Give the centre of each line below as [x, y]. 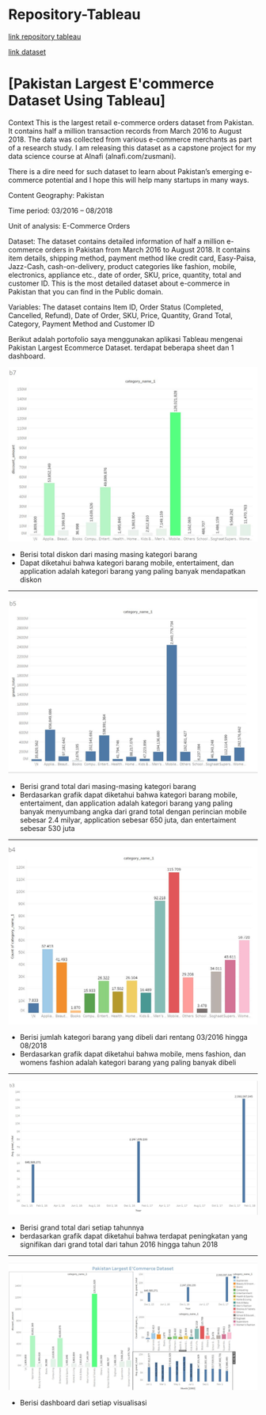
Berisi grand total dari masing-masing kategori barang [108, 786]
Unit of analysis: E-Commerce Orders [69, 226]
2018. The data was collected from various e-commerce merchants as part [130, 139]
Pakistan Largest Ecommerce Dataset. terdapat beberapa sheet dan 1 [121, 347]
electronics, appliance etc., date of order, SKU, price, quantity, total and [125, 275]
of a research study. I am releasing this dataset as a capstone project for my [132, 147]
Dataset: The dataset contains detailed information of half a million [117, 241]
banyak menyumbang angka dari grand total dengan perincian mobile [133, 811]
